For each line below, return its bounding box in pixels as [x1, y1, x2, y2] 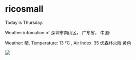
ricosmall [5, 3, 44, 15]
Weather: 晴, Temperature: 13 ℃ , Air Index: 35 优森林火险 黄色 [5, 40, 132, 46]
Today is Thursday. [5, 20, 43, 25]
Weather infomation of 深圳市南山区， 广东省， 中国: [5, 29, 111, 35]
